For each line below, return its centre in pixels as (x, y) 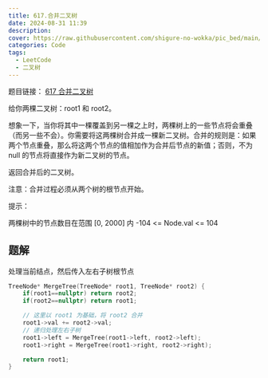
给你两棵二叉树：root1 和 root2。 (62, 108)
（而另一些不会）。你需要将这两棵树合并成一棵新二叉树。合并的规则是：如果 (132, 135)
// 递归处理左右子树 (52, 330)
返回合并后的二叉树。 (43, 171)
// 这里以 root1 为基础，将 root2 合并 (83, 316)
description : (30, 30)
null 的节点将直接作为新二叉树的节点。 (71, 155)
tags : (17, 53)
